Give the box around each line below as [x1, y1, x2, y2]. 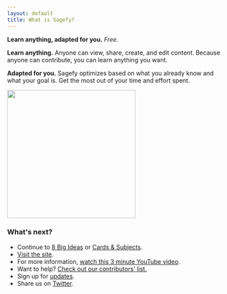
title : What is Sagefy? [7, 16, 75, 23]
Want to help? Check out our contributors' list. [16, 265, 147, 273]
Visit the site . [16, 250, 54, 258]
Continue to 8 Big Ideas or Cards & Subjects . [16, 243, 143, 251]
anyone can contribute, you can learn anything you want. [7, 55, 168, 64]
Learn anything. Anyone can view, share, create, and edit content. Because [7, 49, 221, 57]
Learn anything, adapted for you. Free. [7, 35, 118, 43]
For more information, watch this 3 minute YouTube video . [16, 257, 181, 265]
